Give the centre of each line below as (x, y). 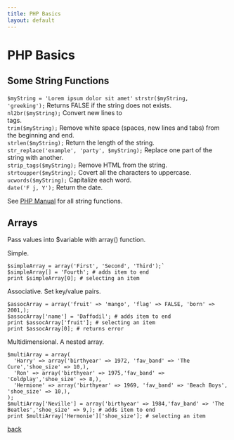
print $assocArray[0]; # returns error (66, 329)
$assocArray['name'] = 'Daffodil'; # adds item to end (89, 316)
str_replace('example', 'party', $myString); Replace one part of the (110, 150)
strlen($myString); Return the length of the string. (81, 142)
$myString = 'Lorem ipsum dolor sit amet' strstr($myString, (98, 98)
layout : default (31, 20)
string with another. (35, 157)
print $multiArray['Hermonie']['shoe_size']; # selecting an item (106, 416)
